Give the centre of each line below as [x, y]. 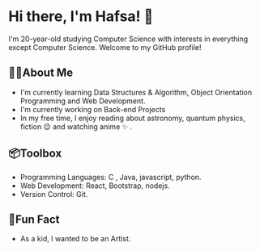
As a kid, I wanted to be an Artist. [75, 239]
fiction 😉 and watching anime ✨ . [76, 126]
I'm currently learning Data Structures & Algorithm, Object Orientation [136, 92]
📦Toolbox [35, 154]
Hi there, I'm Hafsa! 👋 [81, 17]
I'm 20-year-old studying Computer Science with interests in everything [128, 39]
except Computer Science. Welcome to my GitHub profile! [105, 47]
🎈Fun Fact [34, 219]
